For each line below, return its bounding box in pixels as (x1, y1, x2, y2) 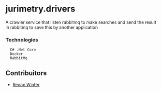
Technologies (5, 36, 38, 43)
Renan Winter (12, 82, 40, 88)
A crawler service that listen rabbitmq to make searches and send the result (5, 19, 157, 25)
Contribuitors (5, 69, 47, 77)
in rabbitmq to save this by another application (5, 24, 98, 30)
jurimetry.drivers (5, 3, 75, 14)
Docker (10, 52, 23, 56)
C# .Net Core (10, 47, 36, 53)
